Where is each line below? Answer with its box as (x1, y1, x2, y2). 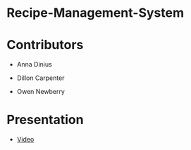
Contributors (6, 37, 84, 53)
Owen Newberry (16, 88, 65, 96)
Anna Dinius (16, 60, 52, 69)
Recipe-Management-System (6, 5, 185, 21)
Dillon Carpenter (16, 74, 65, 82)
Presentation (6, 112, 84, 128)
